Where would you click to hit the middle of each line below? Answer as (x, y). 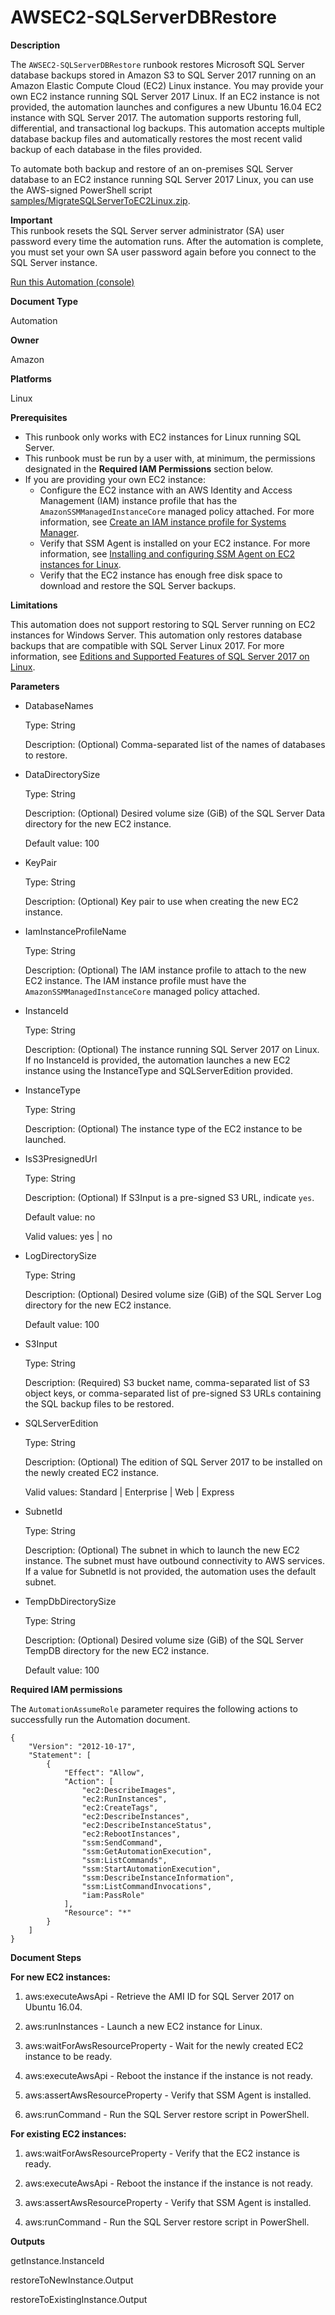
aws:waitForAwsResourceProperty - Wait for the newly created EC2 (164, 2045)
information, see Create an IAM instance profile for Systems (163, 522)
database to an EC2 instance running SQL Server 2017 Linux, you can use (162, 179)
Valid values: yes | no (68, 1236)
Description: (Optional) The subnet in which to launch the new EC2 (162, 1550)
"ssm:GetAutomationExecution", (147, 1851)
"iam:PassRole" (113, 1895)
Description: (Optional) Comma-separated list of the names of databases (175, 744)
